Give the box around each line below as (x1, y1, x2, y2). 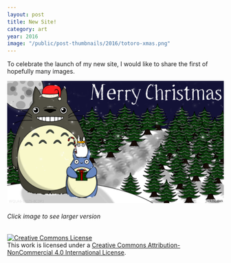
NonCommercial (7, 248, 54, 256)
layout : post (7, 11, 45, 18)
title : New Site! (7, 18, 57, 25)
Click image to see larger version (7, 212, 101, 220)
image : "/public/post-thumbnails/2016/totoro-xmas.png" (7, 40, 170, 48)
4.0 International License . (54, 248, 126, 256)
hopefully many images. (7, 67, 76, 76)
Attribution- (147, 241, 181, 249)
